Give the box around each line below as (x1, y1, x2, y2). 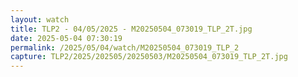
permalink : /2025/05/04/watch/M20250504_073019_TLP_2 (10, 42, 240, 53)
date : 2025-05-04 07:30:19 (10, 33, 123, 43)
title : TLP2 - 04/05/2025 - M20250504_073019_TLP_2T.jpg (10, 24, 253, 34)
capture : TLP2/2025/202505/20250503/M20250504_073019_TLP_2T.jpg (10, 52, 288, 62)
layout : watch (10, 14, 70, 25)
